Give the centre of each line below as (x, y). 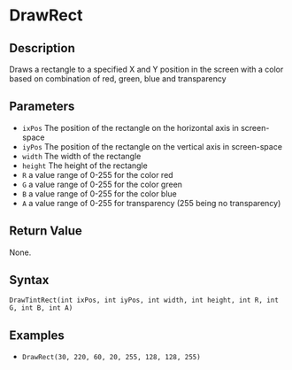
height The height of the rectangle (85, 166)
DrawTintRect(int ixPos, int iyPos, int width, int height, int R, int (144, 301)
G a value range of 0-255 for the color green (102, 184)
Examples (37, 335)
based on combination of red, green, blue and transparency (118, 79)
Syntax (29, 280)
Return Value (46, 231)
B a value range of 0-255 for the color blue (99, 193)
